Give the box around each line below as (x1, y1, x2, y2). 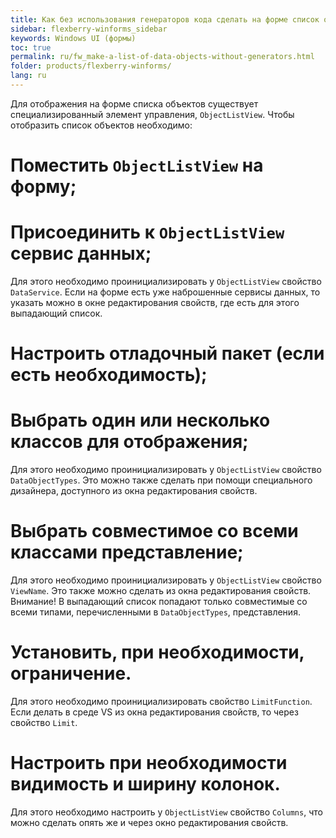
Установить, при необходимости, (10, 641, 305, 664)
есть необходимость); (10, 364, 208, 386)
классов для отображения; (10, 431, 249, 453)
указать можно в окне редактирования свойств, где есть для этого (10, 297, 300, 308)
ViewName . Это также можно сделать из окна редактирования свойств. (10, 585, 312, 597)
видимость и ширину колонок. (10, 773, 281, 796)
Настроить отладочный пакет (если (10, 342, 325, 365)
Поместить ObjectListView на (10, 154, 264, 177)
